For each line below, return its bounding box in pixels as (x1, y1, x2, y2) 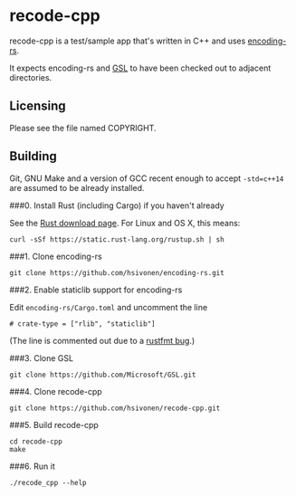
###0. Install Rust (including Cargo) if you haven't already (9, 200, 224, 211)
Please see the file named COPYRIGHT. (9, 122, 157, 133)
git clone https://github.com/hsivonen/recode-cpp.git (9, 404, 221, 413)
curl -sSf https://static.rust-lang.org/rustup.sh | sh (9, 234, 224, 244)
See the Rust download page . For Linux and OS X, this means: (9, 217, 241, 228)
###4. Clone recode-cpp (9, 386, 102, 396)
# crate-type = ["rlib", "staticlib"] (9, 319, 156, 329)
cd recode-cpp (9, 436, 63, 446)
